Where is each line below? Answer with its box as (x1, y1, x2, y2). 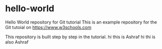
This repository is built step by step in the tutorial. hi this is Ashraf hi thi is (5, 34, 156, 40)
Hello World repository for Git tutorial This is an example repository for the (5, 19, 158, 25)
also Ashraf (5, 39, 29, 45)
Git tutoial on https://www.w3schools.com (5, 24, 92, 30)
